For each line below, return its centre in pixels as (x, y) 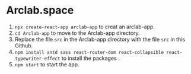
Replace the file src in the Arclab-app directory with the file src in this (100, 39)
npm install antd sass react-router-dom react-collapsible (89, 52)
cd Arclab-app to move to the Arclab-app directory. (77, 33)
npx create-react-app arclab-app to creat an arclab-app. (85, 27)
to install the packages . (90, 58)
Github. (24, 46)
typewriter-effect (37, 59)
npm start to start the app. (47, 64)
